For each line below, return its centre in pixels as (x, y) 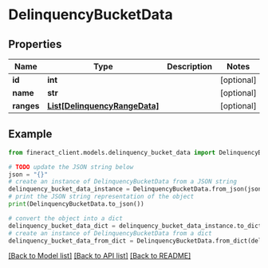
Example (30, 134)
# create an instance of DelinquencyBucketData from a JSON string (123, 182)
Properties (35, 44)
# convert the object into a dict (66, 218)
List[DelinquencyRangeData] (103, 106)
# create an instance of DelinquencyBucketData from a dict (110, 233)
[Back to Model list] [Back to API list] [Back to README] (100, 256)
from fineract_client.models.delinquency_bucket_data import (112, 152)
